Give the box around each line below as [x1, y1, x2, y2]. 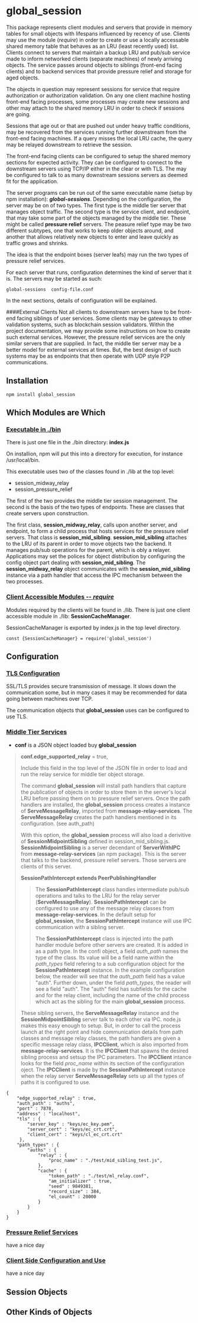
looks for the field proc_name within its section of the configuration [20, 1059, 184, 1067]
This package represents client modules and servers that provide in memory [6, 24, 192, 31]
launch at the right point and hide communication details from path [20, 1028, 183, 1035]
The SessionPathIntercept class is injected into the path [35, 935, 173, 942]
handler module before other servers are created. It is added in [35, 941, 189, 948]
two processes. [6, 578, 44, 585]
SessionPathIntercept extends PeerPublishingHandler [20, 874, 157, 881]
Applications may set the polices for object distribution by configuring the [6, 553, 185, 560]
